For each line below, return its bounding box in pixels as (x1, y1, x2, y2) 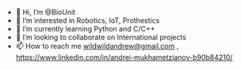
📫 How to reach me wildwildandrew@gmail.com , (15, 42, 179, 50)
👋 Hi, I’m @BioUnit (15, 8, 76, 17)
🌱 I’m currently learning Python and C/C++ (15, 24, 155, 33)
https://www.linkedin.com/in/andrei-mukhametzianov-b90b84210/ (15, 53, 233, 62)
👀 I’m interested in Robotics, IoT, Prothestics (15, 16, 160, 25)
